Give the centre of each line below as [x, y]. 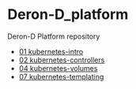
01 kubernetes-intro [51, 51]
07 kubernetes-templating [61, 76]
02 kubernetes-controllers [62, 60]
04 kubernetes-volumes [58, 68]
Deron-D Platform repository [54, 36]
